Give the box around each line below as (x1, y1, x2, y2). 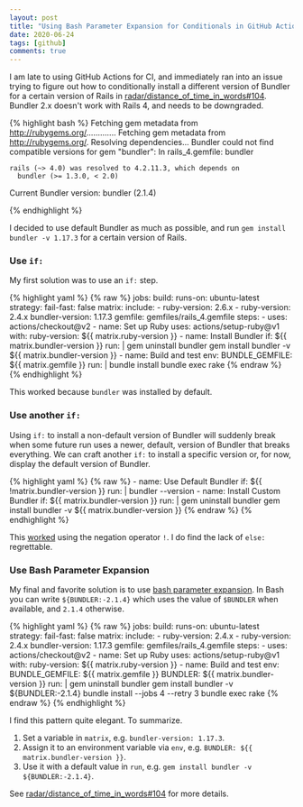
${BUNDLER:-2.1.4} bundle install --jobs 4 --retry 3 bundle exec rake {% (9, 688, 279, 699)
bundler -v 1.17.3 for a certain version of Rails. (9, 232, 188, 243)
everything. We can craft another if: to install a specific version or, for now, (9, 448, 291, 460)
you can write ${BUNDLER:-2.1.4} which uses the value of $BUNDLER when (9, 594, 279, 605)
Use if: (9, 254, 43, 267)
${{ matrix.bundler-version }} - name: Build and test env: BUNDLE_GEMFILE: (9, 350, 293, 361)
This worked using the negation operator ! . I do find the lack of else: (9, 531, 266, 542)
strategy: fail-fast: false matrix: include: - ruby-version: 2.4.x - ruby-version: (9, 630, 291, 641)
